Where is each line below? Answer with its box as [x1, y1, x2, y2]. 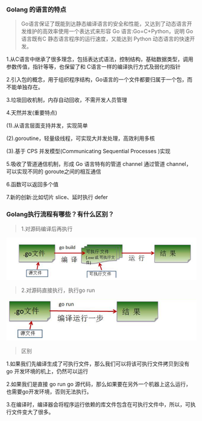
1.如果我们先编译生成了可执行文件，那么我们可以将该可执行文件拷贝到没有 [6, 360, 190, 367]
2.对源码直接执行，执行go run [21, 286, 95, 294]
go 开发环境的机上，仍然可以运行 [6, 368, 89, 375]
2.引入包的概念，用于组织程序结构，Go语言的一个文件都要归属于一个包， [6, 76, 188, 83]
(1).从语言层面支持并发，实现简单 [6, 122, 88, 129]
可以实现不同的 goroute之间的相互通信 [6, 168, 101, 176]
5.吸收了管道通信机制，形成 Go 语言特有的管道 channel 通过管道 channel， [6, 160, 192, 168]
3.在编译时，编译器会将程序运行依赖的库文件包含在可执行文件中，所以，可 [6, 401, 191, 408]
